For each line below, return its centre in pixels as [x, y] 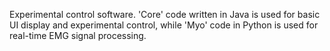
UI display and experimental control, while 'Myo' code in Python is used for [164, 25]
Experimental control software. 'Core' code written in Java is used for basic [165, 14]
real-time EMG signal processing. [78, 35]
